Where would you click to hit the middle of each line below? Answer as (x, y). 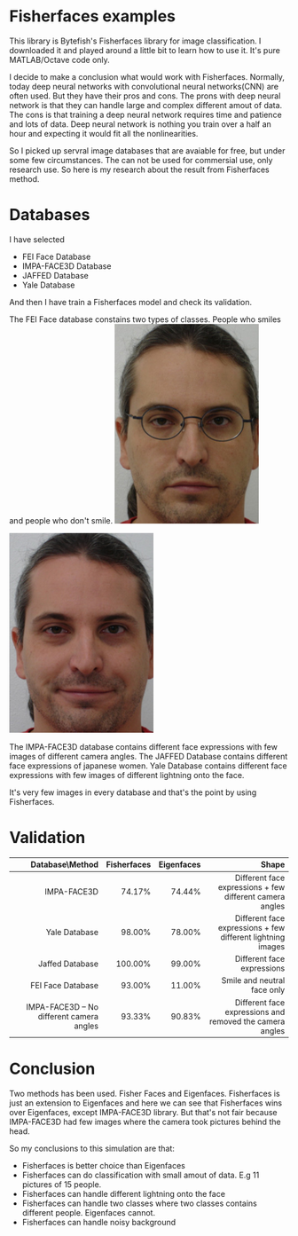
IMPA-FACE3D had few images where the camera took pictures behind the (145, 1122)
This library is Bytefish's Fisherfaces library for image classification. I (135, 41)
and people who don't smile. (61, 520)
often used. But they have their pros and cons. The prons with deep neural (145, 96)
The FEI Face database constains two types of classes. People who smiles (145, 319)
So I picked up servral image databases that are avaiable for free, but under (147, 150)
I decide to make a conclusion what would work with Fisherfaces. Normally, (147, 76)
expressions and (255, 1012)
